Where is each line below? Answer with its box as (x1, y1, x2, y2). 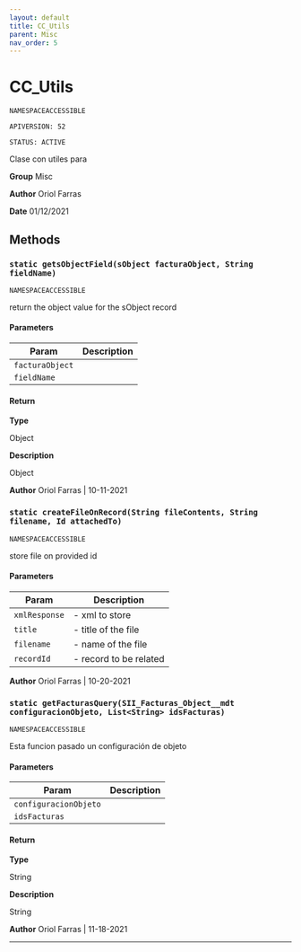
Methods (9, 232, 61, 247)
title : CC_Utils (9, 22, 70, 31)
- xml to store (73, 608, 132, 621)
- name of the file (73, 638, 148, 650)
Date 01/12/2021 (9, 206, 69, 216)
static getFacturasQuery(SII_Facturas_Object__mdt (9, 698, 235, 708)
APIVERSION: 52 (9, 122, 66, 131)
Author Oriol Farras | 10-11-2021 (9, 485, 128, 496)
